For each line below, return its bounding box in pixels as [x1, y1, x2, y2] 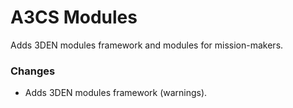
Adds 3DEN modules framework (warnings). [24, 87, 208, 99]
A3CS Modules [10, 6, 138, 29]
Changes [10, 64, 56, 78]
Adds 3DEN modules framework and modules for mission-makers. [10, 39, 284, 51]
